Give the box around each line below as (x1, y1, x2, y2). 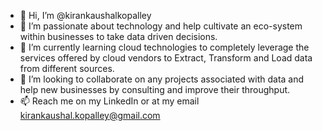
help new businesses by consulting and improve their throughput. (19, 84, 291, 95)
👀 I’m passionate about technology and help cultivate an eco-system (19, 20, 303, 32)
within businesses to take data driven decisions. (19, 31, 218, 42)
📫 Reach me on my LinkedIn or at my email (19, 95, 200, 107)
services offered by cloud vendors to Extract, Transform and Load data (19, 52, 313, 64)
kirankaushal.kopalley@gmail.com (19, 110, 161, 121)
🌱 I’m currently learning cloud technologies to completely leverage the (19, 41, 310, 53)
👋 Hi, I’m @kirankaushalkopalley (19, 10, 152, 21)
